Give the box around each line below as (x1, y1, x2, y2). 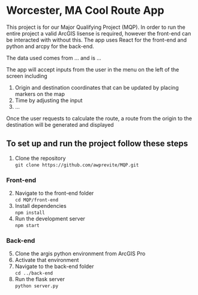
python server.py (14, 283, 59, 289)
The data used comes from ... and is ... (6, 54, 102, 61)
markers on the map (14, 90, 65, 97)
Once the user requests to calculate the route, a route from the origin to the (6, 115, 192, 122)
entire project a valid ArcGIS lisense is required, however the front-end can (6, 29, 191, 37)
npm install (14, 210, 45, 216)
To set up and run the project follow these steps (6, 139, 188, 149)
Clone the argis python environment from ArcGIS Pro (14, 250, 146, 257)
